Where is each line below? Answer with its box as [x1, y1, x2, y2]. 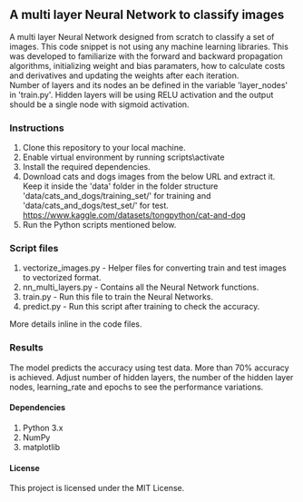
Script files [9, 242, 59, 255]
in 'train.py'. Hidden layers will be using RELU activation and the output [9, 89, 274, 100]
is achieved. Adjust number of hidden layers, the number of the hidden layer [9, 371, 294, 382]
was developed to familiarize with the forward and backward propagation [9, 50, 283, 62]
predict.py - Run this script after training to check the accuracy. [22, 301, 260, 312]
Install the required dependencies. [22, 162, 151, 172]
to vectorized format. [22, 272, 102, 283]
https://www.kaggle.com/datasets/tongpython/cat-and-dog [22, 210, 247, 221]
